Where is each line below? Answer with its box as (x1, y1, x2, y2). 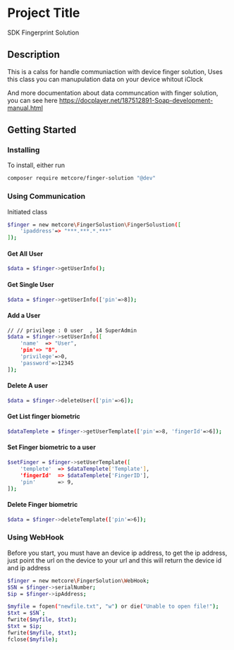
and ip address (7, 563, 51, 572)
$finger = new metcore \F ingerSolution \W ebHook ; (7, 577, 150, 584)
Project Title (7, 5, 80, 21)
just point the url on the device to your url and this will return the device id (7, 556, 222, 565)
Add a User (7, 311, 41, 319)
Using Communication (7, 192, 86, 202)
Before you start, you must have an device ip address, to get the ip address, (7, 548, 228, 557)
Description (7, 49, 60, 61)
